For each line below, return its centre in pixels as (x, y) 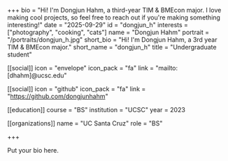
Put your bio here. (33, 150)
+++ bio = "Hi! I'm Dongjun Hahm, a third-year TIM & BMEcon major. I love (114, 10)
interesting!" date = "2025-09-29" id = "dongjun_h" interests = (98, 25)
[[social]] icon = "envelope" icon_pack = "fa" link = (81, 68)
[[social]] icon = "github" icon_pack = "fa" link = (77, 89)
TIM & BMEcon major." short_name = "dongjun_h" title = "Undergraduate (112, 47)
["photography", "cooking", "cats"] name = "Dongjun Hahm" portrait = (108, 32)
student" (20, 54)
